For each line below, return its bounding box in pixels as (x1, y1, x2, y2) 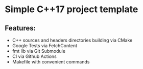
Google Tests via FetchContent (12, 43, 78, 49)
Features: (5, 24, 36, 32)
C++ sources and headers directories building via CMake (12, 37, 133, 43)
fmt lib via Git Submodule (12, 48, 66, 54)
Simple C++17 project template (5, 4, 138, 15)
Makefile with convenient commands (12, 59, 90, 64)
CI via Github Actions (12, 53, 57, 59)
